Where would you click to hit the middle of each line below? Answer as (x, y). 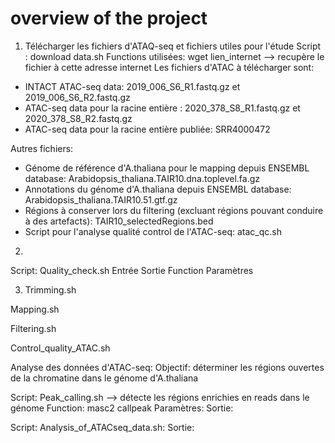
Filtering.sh (33, 328)
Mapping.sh (35, 309)
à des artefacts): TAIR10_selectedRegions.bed (119, 221)
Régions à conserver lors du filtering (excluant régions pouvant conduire (174, 210)
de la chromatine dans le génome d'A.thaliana (104, 378)
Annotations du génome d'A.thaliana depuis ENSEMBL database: (158, 189)
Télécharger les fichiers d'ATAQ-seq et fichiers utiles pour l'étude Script (173, 46)
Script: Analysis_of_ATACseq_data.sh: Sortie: (102, 427)
